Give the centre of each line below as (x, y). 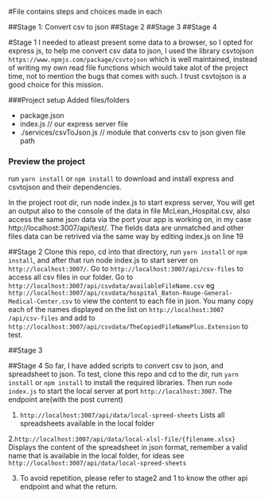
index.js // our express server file (74, 124)
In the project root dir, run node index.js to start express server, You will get (132, 203)
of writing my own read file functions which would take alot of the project (128, 68)
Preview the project (47, 161)
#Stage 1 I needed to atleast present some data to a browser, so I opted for (131, 42)
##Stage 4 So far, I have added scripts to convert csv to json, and (116, 366)
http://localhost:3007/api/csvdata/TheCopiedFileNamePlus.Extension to (129, 326)
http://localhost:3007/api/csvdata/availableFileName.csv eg (111, 286)
